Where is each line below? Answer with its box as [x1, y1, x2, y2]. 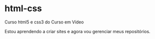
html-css [4, 3, 42, 14]
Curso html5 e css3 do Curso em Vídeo [4, 19, 84, 25]
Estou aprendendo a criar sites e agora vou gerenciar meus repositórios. [4, 28, 151, 34]
